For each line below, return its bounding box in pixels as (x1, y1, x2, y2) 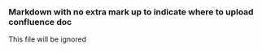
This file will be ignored (8, 34, 87, 44)
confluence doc (8, 16, 72, 27)
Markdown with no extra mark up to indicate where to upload (8, 6, 254, 18)
